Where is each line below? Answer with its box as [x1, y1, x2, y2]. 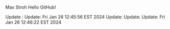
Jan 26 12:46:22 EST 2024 [5, 19, 62, 25]
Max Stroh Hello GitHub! [5, 4, 56, 10]
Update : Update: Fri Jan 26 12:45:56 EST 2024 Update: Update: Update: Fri [5, 14, 165, 19]
